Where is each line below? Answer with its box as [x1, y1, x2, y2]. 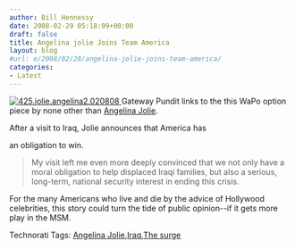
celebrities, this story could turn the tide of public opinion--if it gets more [9, 203, 279, 213]
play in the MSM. [9, 212, 72, 223]
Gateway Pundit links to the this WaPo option [121, 95, 287, 106]
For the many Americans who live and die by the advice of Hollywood [9, 193, 265, 203]
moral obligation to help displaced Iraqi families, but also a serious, [30, 166, 277, 177]
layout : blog [9, 46, 58, 55]
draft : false [9, 29, 58, 38]
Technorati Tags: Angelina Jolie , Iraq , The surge [9, 229, 181, 240]
